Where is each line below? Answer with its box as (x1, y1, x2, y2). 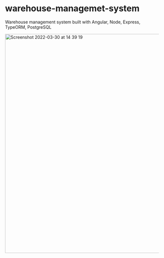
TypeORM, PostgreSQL (5, 24, 52, 30)
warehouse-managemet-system (5, 3, 140, 14)
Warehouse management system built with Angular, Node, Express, (5, 19, 141, 25)
